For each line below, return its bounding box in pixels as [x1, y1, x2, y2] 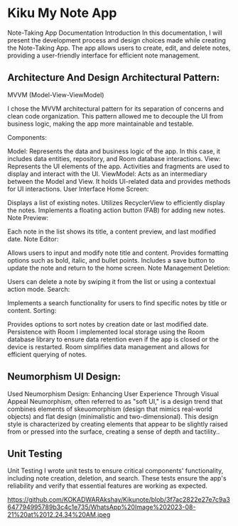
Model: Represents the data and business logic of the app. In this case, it [7, 147, 220, 155]
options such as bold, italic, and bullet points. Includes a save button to [7, 256, 215, 264]
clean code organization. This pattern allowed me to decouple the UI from [7, 111, 224, 120]
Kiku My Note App [7, 5, 117, 21]
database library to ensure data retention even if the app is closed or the [7, 335, 219, 344]
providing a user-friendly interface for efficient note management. [7, 51, 200, 60]
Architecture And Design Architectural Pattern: [7, 72, 220, 84]
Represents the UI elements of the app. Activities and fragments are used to [7, 162, 229, 170]
